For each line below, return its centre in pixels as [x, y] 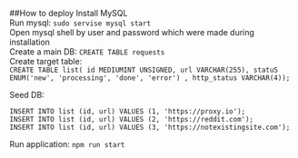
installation [30, 42]
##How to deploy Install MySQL [69, 13]
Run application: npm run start [67, 144]
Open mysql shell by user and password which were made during [132, 32]
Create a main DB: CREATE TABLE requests [87, 52]
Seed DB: [27, 95]
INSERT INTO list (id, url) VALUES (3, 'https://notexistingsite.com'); [150, 127]
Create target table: [46, 61]
